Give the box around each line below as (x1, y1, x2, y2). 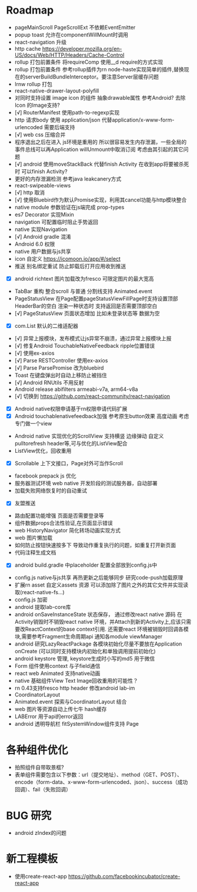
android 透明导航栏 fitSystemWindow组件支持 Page (14, 720, 139, 728)
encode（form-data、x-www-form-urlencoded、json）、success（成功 (14, 779, 188, 786)
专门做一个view (14, 420, 52, 427)
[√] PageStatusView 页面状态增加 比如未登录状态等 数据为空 (14, 310, 160, 317)
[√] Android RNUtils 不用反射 (14, 379, 84, 386)
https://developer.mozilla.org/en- (42, 45, 122, 52)
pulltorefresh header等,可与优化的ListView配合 (14, 440, 128, 447)
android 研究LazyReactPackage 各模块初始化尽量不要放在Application (14, 640, 182, 647)
